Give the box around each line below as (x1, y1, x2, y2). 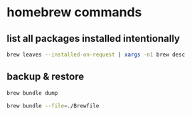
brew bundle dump (6, 89, 58, 96)
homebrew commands (6, 4, 142, 21)
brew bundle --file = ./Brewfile (6, 102, 100, 110)
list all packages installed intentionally (6, 33, 181, 45)
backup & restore (6, 71, 85, 83)
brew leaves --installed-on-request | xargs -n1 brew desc (6, 51, 186, 58)
